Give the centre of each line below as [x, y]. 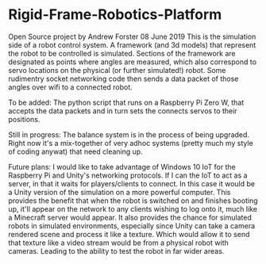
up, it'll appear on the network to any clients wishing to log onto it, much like [133, 209]
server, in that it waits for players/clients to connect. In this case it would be [132, 183]
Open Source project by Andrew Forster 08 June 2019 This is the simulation [132, 36]
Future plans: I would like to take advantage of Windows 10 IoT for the [122, 166]
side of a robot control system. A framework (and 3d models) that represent [132, 44]
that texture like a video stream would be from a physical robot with [118, 243]
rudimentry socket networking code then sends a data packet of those [123, 78]
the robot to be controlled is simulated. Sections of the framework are [122, 53]
